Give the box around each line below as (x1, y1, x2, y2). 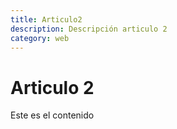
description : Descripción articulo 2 (10, 24, 168, 34)
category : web (10, 33, 70, 43)
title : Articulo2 (10, 14, 83, 25)
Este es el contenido (10, 109, 95, 121)
